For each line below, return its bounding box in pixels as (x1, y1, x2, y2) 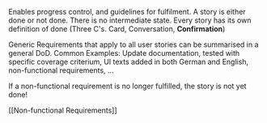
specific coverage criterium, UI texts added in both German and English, (8, 57, 249, 66)
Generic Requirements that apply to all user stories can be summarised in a (8, 40, 259, 49)
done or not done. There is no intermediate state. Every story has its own (8, 15, 252, 25)
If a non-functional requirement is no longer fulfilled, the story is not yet (8, 81, 247, 91)
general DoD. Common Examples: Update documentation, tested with (8, 49, 240, 57)
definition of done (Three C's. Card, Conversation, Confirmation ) (8, 24, 226, 33)
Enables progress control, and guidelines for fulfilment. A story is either (8, 7, 246, 16)
